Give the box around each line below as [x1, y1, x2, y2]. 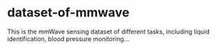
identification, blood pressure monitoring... [7, 34, 130, 42]
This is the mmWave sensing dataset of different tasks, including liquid [7, 27, 210, 36]
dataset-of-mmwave [7, 5, 130, 21]
